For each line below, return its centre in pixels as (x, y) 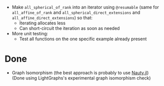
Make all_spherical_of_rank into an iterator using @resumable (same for (85, 7)
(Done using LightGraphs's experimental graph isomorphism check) (81, 78)
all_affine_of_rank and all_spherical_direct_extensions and (76, 12)
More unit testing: (30, 34)
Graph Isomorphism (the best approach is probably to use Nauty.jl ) (80, 73)
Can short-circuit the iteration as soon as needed (70, 28)
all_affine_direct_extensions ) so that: (52, 18)
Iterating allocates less (42, 23)
